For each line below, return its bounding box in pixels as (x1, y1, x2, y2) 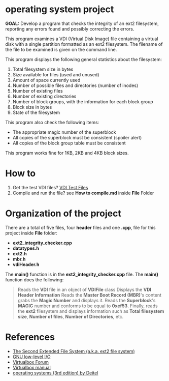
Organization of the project (5, 208, 122, 219)
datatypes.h (12, 245, 40, 251)
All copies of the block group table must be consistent (12, 140, 126, 146)
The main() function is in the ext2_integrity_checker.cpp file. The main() (5, 271, 159, 277)
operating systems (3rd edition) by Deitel (12, 370, 98, 376)
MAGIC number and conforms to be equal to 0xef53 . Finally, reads (17, 303, 158, 309)
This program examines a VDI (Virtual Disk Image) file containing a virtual (5, 36, 158, 42)
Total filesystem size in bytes (12, 66, 74, 72)
